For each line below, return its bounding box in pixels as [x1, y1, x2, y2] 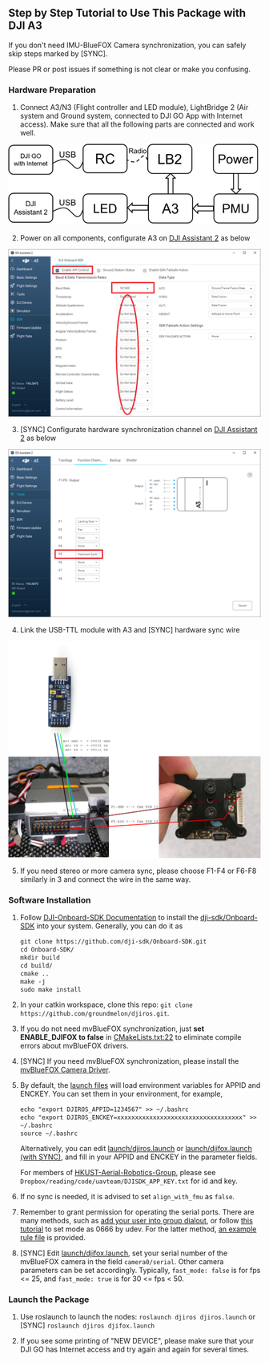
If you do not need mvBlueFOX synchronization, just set [19, 1024, 205, 1033]
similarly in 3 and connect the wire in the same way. [19, 874, 191, 884]
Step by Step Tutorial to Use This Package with [8, 6, 247, 20]
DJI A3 [8, 19, 42, 33]
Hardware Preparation [8, 84, 96, 95]
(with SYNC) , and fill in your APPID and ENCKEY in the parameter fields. [19, 1152, 258, 1162]
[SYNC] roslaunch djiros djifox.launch [19, 1320, 155, 1330]
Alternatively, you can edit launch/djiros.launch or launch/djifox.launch [19, 1144, 252, 1153]
